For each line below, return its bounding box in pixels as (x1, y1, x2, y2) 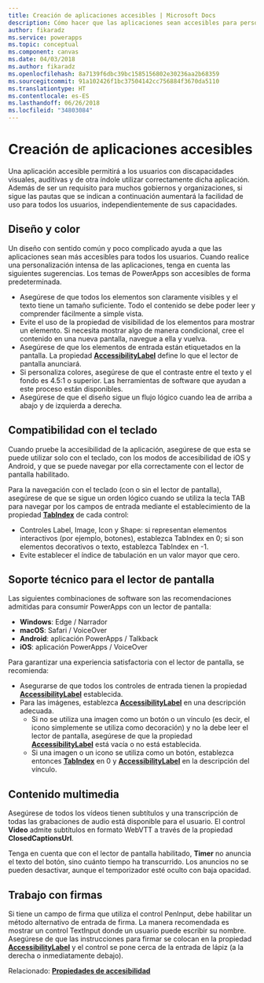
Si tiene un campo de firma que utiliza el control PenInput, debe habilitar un (8, 909, 252, 919)
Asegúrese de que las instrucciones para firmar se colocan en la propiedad (8, 934, 252, 944)
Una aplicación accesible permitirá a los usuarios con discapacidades (8, 166, 234, 175)
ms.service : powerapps (8, 33, 82, 42)
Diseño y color (8, 223, 81, 236)
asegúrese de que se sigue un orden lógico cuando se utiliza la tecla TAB (8, 493, 245, 503)
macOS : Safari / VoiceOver (19, 626, 108, 635)
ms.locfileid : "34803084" (8, 107, 93, 115)
